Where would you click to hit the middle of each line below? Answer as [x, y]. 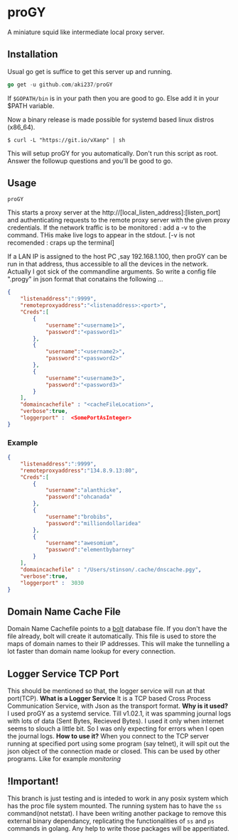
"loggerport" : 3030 [52, 583]
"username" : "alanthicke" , [83, 490]
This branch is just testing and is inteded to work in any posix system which [118, 798]
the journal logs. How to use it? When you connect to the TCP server [108, 736]
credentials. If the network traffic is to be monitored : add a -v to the [107, 227]
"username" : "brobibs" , [79, 517]
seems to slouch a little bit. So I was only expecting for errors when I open [116, 728]
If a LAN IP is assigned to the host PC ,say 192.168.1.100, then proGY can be [117, 257]
